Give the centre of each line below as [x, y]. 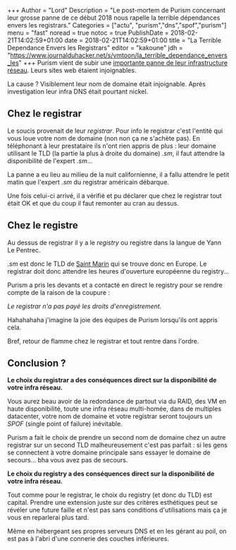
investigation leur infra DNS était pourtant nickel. [78, 92]
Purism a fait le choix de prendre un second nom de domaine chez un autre [117, 438]
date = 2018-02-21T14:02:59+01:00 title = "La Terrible [143, 40]
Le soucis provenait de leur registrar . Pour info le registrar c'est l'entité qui [115, 131]
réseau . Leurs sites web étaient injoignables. [72, 70]
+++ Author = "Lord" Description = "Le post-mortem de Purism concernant [117, 10]
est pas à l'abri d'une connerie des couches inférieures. [88, 539]
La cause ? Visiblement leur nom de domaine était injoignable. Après [107, 84]
